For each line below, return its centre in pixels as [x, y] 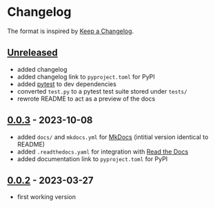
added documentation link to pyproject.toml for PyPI [92, 158]
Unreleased [33, 53]
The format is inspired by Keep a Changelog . [71, 31]
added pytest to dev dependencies [67, 84]
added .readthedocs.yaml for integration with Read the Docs [103, 152]
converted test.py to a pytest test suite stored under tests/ [102, 91]
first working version [46, 197]
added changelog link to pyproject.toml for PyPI [86, 76]
